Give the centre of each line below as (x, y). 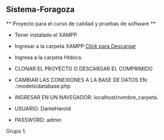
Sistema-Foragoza (40, 10)
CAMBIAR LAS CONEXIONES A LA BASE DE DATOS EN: (81, 80)
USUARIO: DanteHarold (43, 108)
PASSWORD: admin (38, 120)
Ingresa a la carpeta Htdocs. (48, 57)
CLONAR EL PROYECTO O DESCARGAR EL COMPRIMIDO (83, 69)
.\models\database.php (42, 86)
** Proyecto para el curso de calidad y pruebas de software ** (81, 23)
